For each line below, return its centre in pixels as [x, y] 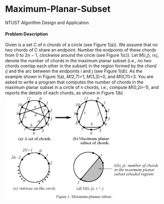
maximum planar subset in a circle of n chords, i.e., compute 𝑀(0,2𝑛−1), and [82, 87]
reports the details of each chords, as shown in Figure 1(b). [65, 93]
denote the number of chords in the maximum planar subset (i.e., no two [78, 61]
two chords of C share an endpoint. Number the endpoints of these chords [81, 50]
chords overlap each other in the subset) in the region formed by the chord [81, 66]
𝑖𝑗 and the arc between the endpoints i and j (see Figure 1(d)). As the [74, 71]
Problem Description [27, 34]
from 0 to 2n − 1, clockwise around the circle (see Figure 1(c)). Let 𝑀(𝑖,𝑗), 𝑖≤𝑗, [82, 55]
